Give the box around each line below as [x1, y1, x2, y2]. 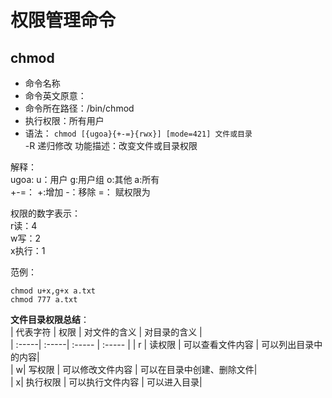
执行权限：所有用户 [24, 115, 105, 126]
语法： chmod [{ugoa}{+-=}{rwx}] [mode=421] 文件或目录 [24, 127, 253, 139]
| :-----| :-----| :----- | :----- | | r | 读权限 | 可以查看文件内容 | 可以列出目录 [10, 339, 315, 350]
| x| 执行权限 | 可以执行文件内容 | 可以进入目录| [10, 376, 203, 388]
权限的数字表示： [10, 207, 81, 219]
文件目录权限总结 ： [10, 314, 90, 325]
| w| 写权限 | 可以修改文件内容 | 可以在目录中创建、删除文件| [10, 364, 258, 375]
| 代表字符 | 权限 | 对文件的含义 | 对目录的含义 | [10, 326, 203, 338]
